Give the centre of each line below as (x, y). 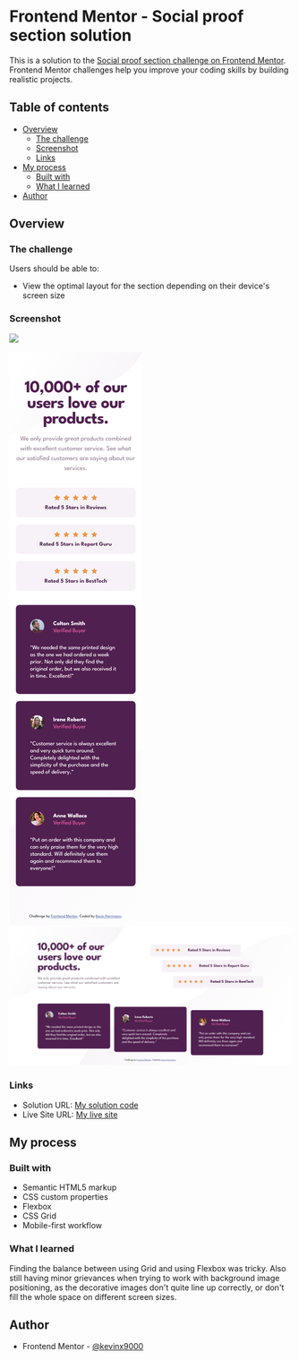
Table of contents (59, 108)
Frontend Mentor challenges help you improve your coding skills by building (149, 70)
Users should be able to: (55, 269)
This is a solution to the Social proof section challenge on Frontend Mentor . (148, 60)
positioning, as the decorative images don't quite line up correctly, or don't (147, 1287)
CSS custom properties (65, 1197)
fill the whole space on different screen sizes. (93, 1296)
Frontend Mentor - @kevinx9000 (83, 1347)
